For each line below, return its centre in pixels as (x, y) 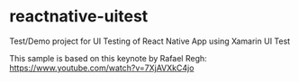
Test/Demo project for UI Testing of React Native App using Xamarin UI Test (150, 41)
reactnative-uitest (79, 16)
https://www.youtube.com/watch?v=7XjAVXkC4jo (102, 68)
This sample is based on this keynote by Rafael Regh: (108, 58)
